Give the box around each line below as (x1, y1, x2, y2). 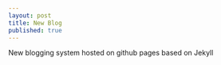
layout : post (8, 11, 52, 20)
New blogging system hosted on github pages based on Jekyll (8, 48, 214, 58)
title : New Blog (8, 19, 62, 27)
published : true (8, 26, 62, 34)
